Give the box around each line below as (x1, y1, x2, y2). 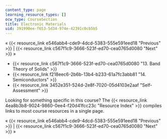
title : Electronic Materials (5, 21, 66, 27)
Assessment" (12, 87, 40, 94)
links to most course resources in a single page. (5, 108, 105, 114)
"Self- (140, 82, 152, 88)
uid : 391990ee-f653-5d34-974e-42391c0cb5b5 (5, 26, 98, 31)
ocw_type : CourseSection (5, 17, 57, 22)
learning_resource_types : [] (5, 12, 66, 17)
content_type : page (5, 7, 46, 13)
